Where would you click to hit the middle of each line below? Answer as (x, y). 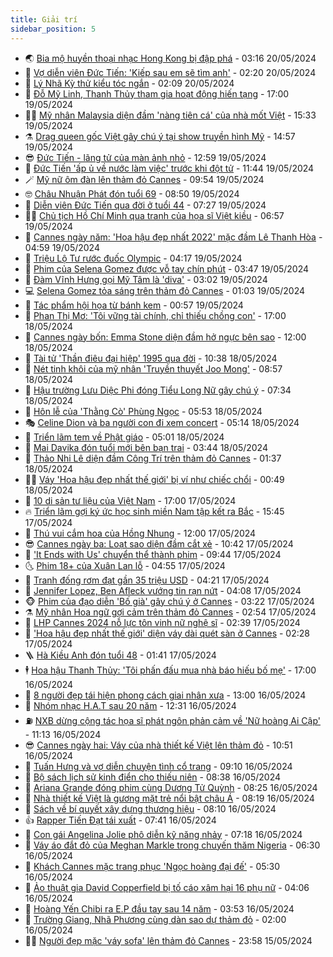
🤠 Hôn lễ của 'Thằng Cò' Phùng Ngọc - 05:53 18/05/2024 (143, 411)
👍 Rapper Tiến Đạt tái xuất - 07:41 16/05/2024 (120, 820)
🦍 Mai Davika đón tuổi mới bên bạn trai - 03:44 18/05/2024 (146, 447)
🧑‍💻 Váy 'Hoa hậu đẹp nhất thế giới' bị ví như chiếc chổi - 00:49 (154, 479)
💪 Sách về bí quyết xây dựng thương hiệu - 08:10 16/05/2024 (150, 808)
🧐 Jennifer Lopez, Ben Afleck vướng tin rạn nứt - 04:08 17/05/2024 (163, 590)
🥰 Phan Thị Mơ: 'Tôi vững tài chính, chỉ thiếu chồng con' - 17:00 (155, 315)
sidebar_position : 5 (53, 29)
